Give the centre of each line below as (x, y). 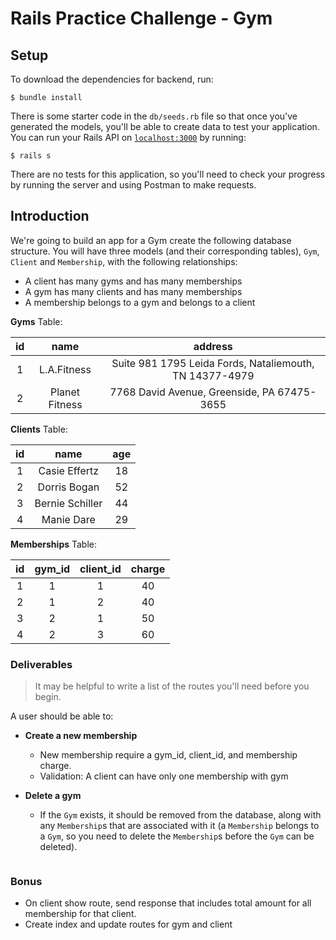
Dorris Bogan (68, 487)
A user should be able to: (62, 716)
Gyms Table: (36, 321)
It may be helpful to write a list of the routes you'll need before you (172, 686)
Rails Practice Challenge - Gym (141, 18)
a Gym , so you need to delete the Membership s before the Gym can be (177, 836)
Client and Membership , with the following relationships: (124, 261)
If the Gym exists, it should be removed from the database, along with (180, 815)
